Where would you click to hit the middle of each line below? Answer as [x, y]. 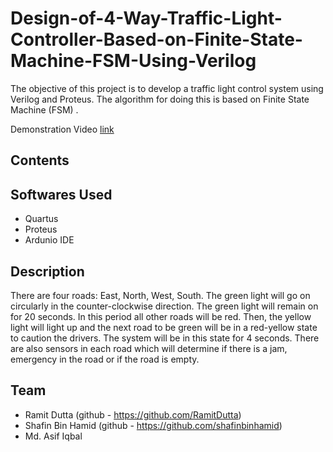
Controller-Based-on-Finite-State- [156, 39]
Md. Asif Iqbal [53, 436]
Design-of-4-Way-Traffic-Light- [146, 18]
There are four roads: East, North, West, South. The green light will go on [160, 295]
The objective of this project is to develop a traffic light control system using [167, 88]
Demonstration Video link [62, 129]
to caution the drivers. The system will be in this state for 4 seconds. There [165, 338]
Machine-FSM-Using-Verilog [133, 61]
